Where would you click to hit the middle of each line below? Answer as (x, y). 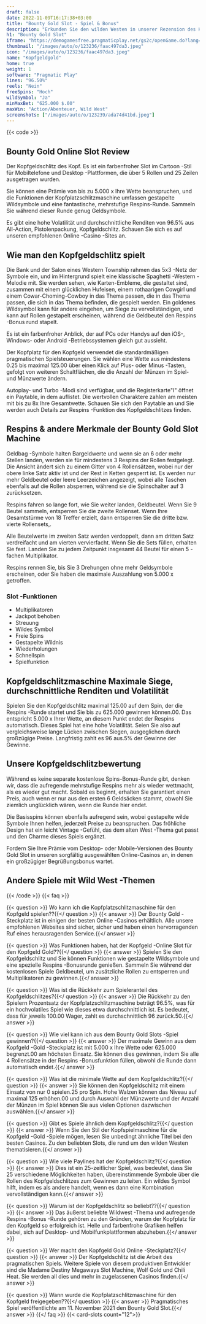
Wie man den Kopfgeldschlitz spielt (76, 255)
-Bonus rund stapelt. (32, 322)
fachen (15, 556)
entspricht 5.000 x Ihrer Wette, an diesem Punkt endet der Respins (90, 718)
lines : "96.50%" (27, 80)
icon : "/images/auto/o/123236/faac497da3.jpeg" (68, 52)
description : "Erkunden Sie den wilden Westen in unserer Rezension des (101, 29)
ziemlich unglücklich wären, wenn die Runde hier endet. (77, 805)
